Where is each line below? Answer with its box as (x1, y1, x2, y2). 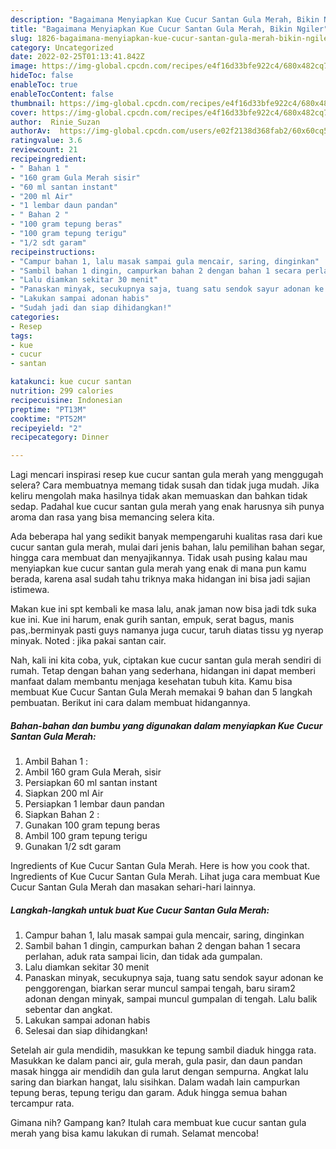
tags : (10, 331, 33, 341)
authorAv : (10, 126, 52, 136)
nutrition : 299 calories (10, 386, 114, 396)
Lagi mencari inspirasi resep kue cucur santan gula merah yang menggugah (10, 469, 324, 481)
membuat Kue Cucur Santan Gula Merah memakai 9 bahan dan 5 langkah (10, 686, 313, 698)
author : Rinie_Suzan (10, 117, 101, 127)
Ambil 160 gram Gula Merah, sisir (24, 766, 162, 778)
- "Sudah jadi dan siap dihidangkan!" (10, 303, 172, 313)
